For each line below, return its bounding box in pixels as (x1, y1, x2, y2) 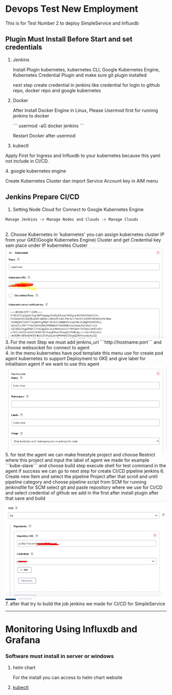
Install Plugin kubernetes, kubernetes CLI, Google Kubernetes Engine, (12, 66, 160, 72)
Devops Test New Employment (5, 3, 138, 15)
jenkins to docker (12, 112, 50, 118)
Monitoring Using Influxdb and (5, 624, 138, 635)
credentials (5, 43, 42, 52)
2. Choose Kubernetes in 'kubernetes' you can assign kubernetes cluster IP (5, 231, 165, 237)
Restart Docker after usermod (12, 132, 76, 138)
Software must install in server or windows (5, 652, 114, 660)
